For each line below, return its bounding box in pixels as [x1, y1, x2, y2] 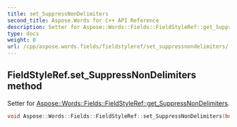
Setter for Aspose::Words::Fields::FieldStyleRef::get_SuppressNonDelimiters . [7, 99, 230, 107]
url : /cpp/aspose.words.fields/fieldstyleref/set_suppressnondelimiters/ [7, 43, 229, 50]
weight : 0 [7, 37, 37, 44]
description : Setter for [7, 23, 80, 30]
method [7, 80, 42, 92]
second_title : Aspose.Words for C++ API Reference [7, 17, 159, 24]
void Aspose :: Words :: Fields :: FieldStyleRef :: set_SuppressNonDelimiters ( [7, 112, 226, 120]
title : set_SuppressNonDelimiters [7, 10, 109, 18]
